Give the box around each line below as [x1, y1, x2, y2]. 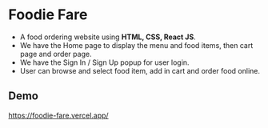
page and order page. [19, 49, 92, 58]
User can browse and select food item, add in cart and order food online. [19, 66, 260, 75]
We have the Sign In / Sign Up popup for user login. [19, 58, 190, 67]
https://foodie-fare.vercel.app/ [8, 110, 110, 120]
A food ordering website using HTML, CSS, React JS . [19, 32, 196, 42]
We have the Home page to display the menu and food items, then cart [19, 40, 254, 50]
